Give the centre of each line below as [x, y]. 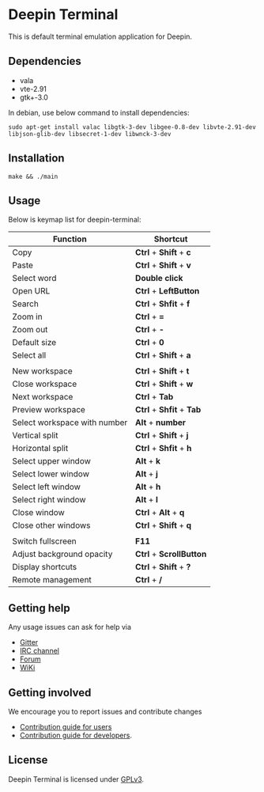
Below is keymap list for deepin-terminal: [75, 220]
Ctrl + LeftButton [168, 291]
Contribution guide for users [66, 727]
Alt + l [147, 500]
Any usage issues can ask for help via [70, 627]
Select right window [49, 500]
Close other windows [51, 525]
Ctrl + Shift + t [162, 371]
